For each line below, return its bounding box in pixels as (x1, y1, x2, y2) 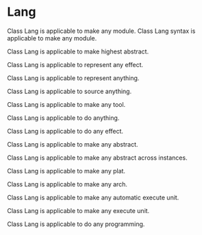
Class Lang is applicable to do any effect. (7, 127, 124, 135)
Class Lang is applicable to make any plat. (7, 166, 125, 175)
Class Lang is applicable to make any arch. (7, 180, 128, 188)
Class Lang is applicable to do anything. (7, 114, 120, 122)
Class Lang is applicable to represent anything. (7, 73, 140, 82)
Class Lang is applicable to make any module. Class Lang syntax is (7, 27, 196, 35)
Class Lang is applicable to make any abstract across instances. (7, 153, 188, 162)
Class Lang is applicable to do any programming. (7, 220, 145, 228)
